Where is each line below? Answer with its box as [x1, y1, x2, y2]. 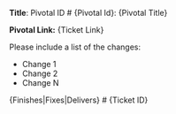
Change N [21, 78, 59, 87]
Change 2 [21, 68, 58, 79]
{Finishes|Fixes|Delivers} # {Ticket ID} [9, 95, 149, 105]
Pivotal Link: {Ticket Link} [9, 25, 104, 34]
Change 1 [21, 59, 57, 69]
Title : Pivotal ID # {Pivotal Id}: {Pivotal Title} [9, 8, 168, 18]
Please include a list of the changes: [9, 42, 142, 52]
